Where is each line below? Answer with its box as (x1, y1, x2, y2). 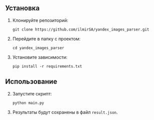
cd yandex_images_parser (12, 45, 64, 50)
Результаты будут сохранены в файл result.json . (12, 109, 118, 115)
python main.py (12, 100, 44, 105)
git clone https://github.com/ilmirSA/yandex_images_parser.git (12, 27, 149, 32)
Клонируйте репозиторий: (12, 17, 68, 23)
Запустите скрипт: (12, 90, 52, 96)
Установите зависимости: (12, 54, 67, 60)
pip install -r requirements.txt (12, 63, 82, 69)
